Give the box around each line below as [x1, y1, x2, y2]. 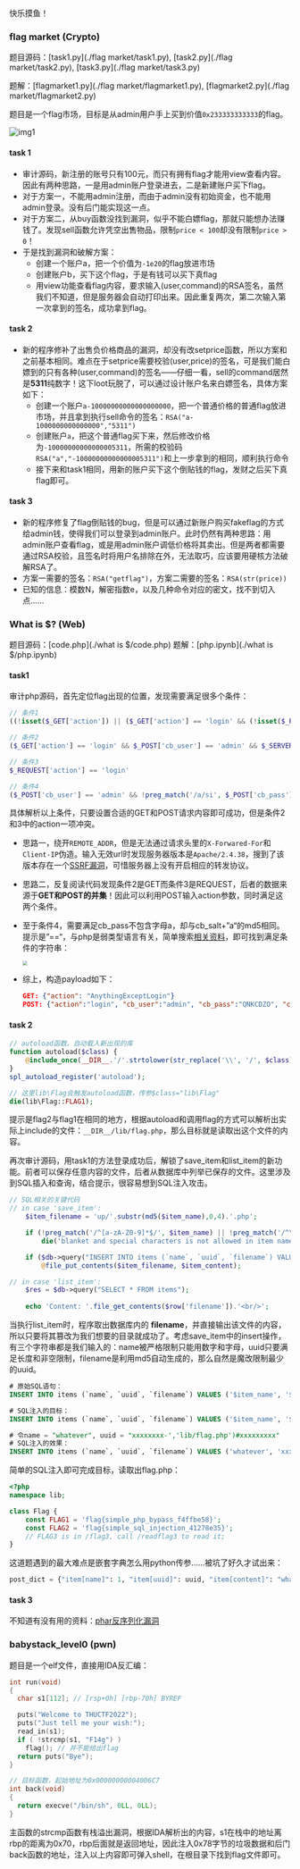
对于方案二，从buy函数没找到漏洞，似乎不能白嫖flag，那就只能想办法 [21, 213, 278, 223]
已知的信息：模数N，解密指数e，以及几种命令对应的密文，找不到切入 [21, 583, 276, 594]
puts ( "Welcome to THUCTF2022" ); [17, 1710, 138, 1720]
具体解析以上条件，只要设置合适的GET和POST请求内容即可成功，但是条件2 [9, 808, 286, 818]
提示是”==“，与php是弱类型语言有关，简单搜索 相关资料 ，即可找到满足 [21, 932, 280, 943]
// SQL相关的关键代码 [9, 1195, 80, 1204]
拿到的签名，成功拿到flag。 [51, 302, 152, 313]
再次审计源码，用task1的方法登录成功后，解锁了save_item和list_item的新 [9, 1155, 275, 1166]
